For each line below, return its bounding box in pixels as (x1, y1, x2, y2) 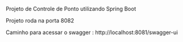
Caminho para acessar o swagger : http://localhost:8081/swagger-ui (6, 29, 178, 36)
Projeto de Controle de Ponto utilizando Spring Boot (6, 5, 136, 12)
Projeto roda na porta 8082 (6, 17, 75, 24)
